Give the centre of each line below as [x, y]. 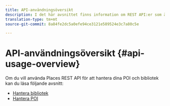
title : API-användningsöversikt [39, 10]
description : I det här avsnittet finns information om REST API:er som [83, 15]
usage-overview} [42, 64]
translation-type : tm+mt [31, 19]
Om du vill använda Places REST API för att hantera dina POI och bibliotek [82, 78]
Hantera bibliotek [31, 93]
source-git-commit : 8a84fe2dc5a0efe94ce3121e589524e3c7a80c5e [72, 24]
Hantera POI [25, 98]
